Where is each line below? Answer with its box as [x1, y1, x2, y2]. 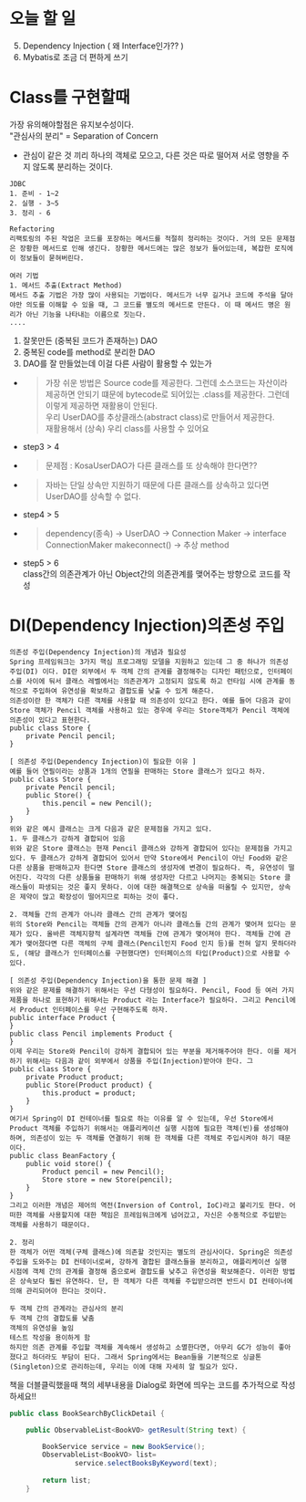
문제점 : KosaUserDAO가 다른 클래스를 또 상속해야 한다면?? [45, 460, 258, 471]
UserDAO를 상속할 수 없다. [45, 490, 141, 502]
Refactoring [9, 224, 55, 234]
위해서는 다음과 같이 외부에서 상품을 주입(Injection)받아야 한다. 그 [25, 1056, 253, 1066]
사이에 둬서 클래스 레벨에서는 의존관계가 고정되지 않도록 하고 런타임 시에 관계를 [25, 676, 285, 685]
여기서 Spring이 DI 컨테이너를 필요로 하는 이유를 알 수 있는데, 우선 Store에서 [9, 1114, 274, 1123]
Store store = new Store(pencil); [42, 1174, 173, 1184]
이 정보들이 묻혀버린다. [9, 253, 85, 263]
